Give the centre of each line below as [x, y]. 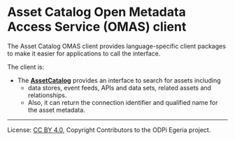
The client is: [26, 67]
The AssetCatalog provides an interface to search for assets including [119, 80]
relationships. [47, 95]
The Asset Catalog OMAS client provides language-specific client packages [116, 46]
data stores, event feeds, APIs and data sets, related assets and [120, 88]
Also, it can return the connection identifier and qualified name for [123, 102]
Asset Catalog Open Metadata [97, 12]
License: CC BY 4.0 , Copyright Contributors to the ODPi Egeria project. [109, 130]
